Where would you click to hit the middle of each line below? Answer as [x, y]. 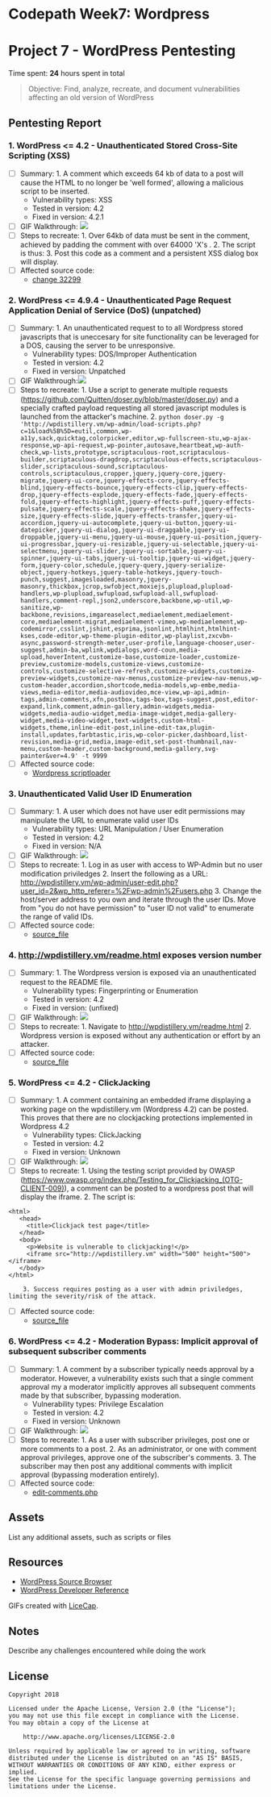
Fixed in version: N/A [67, 846]
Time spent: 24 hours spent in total [67, 73]
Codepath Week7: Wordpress [109, 14]
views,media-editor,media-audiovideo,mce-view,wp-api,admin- [125, 692]
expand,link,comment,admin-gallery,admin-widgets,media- [118, 707]
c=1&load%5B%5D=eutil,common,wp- [76, 431]
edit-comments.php [65, 1492]
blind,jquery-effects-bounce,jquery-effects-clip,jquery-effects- [134, 488]
